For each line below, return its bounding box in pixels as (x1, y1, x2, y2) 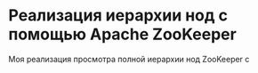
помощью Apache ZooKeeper (8, 24, 237, 45)
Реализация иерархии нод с (8, 5, 229, 26)
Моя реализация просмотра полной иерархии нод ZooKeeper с (8, 53, 250, 64)
